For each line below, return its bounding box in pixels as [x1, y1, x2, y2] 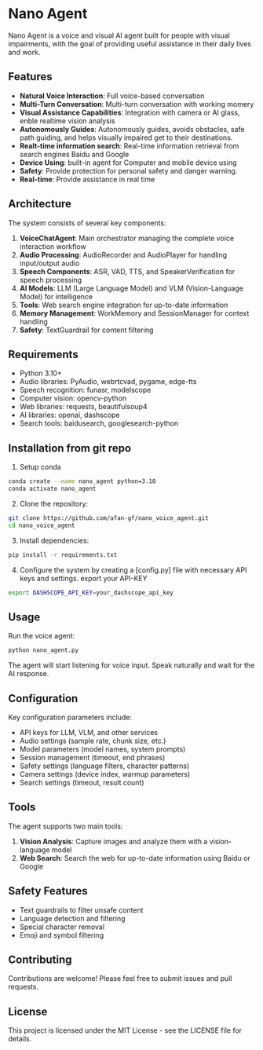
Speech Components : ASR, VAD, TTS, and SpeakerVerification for [19, 266, 236, 276]
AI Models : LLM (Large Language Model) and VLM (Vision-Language [19, 284, 243, 293]
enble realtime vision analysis [19, 115, 115, 126]
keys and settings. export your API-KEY [19, 573, 148, 583]
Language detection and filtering [19, 913, 126, 923]
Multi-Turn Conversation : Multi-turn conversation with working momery [19, 99, 254, 108]
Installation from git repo [8, 441, 132, 455]
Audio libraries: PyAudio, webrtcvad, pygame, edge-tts [19, 377, 197, 386]
